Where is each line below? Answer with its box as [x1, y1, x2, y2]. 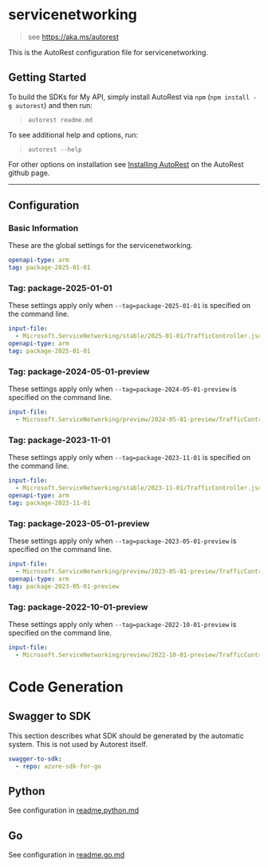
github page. [8, 168, 50, 178]
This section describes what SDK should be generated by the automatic [8, 730, 245, 741]
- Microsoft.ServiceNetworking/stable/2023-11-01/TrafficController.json [15, 484, 266, 493]
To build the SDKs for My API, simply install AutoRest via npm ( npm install [8, 92, 250, 102]
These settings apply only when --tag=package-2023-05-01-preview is [8, 536, 237, 545]
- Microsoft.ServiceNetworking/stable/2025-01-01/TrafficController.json [15, 332, 266, 341]
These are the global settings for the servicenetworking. [8, 241, 193, 250]
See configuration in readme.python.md [8, 805, 140, 815]
